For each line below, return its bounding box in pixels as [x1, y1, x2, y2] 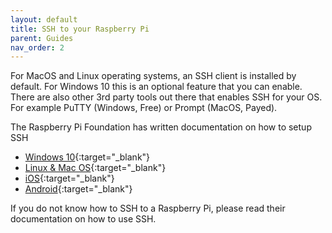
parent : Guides [10, 33, 74, 43]
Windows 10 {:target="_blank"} [24, 151, 151, 163]
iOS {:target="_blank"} [24, 172, 115, 185]
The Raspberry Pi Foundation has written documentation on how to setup [10, 121, 312, 133]
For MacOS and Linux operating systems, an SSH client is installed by [10, 70, 297, 82]
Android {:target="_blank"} [24, 183, 133, 195]
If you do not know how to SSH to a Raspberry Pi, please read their [10, 202, 286, 215]
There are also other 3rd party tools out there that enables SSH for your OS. [10, 91, 323, 103]
